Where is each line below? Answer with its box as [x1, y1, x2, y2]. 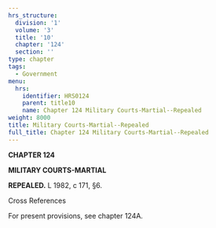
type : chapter [8, 56, 55, 64]
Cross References [8, 196, 67, 205]
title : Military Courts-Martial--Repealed [8, 121, 149, 129]
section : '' [15, 48, 55, 56]
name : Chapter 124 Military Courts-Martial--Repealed [22, 107, 202, 115]
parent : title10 [22, 99, 76, 107]
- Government [15, 70, 58, 78]
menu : [8, 77, 26, 85]
